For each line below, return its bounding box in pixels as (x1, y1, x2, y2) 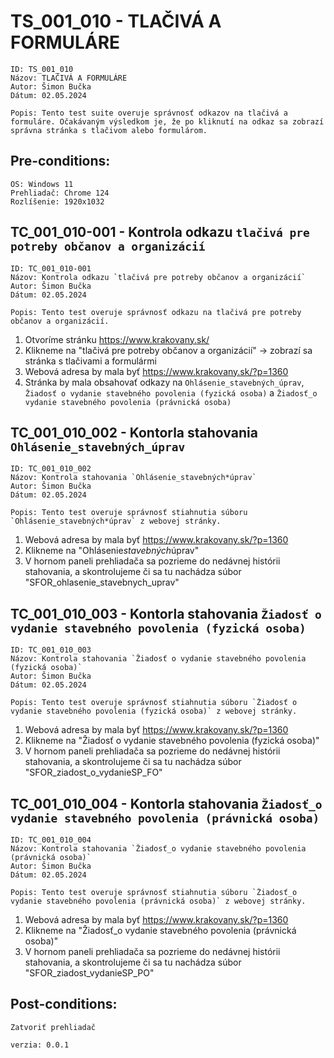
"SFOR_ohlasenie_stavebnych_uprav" (24, 576, 180, 589)
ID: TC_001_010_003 (10, 645, 92, 655)
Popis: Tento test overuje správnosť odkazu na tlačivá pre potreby (10, 307, 302, 317)
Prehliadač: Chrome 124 (10, 188, 110, 198)
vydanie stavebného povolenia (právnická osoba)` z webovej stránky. (10, 896, 307, 906)
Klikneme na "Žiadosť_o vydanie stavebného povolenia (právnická (24, 925, 297, 936)
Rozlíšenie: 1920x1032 (10, 196, 105, 207)
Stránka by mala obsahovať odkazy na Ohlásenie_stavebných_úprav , (24, 376, 305, 388)
